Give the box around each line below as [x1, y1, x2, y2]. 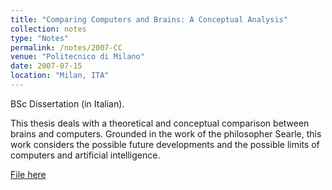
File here [10, 168, 47, 180]
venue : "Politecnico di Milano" [10, 52, 145, 62]
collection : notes [10, 24, 87, 34]
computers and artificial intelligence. [10, 149, 161, 161]
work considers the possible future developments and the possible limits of [10, 138, 320, 150]
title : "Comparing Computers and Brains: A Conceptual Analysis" [10, 14, 288, 25]
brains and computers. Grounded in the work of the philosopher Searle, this [10, 127, 322, 140]
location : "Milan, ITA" [10, 71, 110, 81]
